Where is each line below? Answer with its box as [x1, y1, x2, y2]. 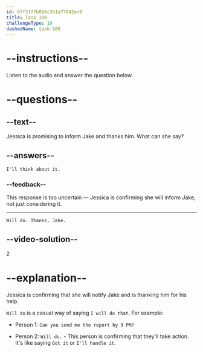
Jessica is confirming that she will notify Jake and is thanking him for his [6, 291, 187, 299]
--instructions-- [6, 52, 89, 65]
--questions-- [6, 93, 77, 106]
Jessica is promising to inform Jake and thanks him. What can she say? [6, 133, 184, 140]
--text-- [6, 117, 36, 127]
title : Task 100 [6, 14, 47, 21]
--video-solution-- [6, 234, 78, 245]
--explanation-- [6, 271, 87, 285]
